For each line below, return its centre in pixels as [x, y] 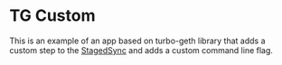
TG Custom [52, 16]
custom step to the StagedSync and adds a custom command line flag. [141, 50]
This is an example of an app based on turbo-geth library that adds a [137, 41]
